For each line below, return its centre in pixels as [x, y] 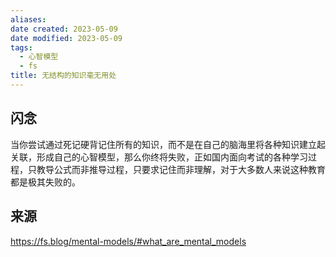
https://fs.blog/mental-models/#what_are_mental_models [128, 241]
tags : [21, 47]
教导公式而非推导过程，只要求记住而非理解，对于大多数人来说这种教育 [181, 169]
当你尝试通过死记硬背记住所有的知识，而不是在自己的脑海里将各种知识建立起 [168, 144]
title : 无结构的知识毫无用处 [63, 76]
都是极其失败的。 [45, 182]
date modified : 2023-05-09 [66, 38]
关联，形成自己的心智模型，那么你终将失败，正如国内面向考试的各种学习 [159, 157]
